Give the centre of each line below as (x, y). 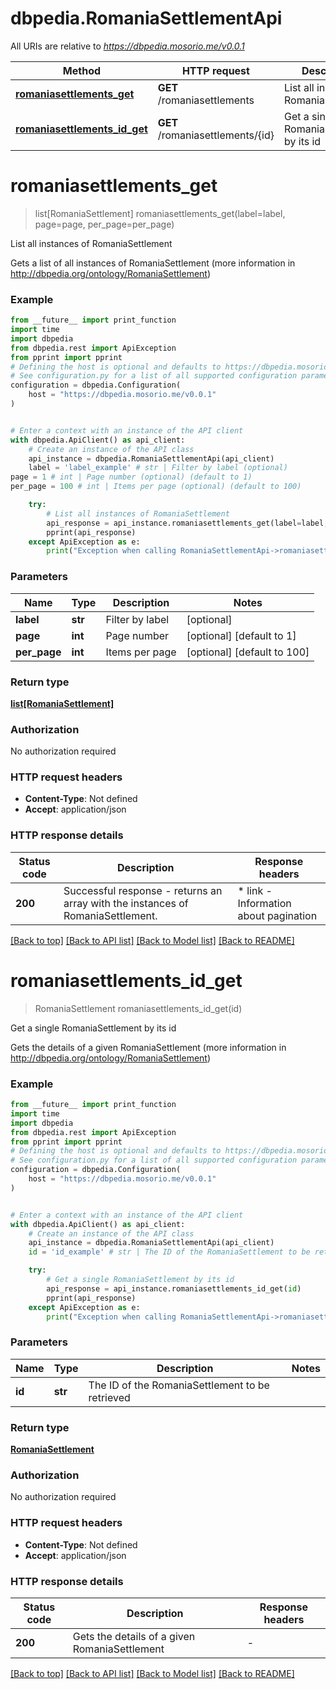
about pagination (277, 915)
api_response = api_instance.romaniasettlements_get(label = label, (187, 523)
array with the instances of (126, 903)
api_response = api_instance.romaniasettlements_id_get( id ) (174, 1288)
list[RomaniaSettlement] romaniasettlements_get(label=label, (160, 213)
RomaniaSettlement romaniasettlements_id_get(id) (138, 1008)
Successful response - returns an (143, 890)
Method (82, 70)
